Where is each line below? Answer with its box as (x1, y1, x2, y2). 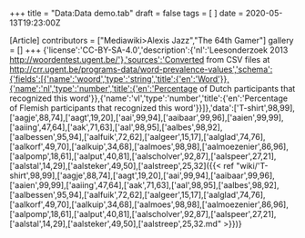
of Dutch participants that (199, 84, 296, 94)
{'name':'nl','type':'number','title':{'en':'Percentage (9, 84, 198, 94)
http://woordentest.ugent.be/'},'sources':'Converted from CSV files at (9, 55, 270, 64)
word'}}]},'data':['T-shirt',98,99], (174, 103, 296, 113)
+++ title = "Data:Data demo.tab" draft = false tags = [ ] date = (9, 8, 244, 18)
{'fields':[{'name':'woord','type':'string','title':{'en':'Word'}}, (9, 74, 229, 84)
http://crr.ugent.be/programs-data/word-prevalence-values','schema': (9, 64, 273, 74)
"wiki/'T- (236, 161, 269, 171)
